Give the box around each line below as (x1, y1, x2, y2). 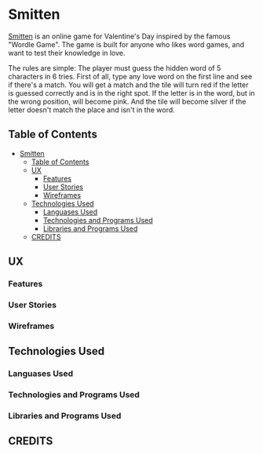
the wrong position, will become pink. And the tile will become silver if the (8, 97, 247, 106)
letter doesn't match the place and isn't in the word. (8, 104, 175, 115)
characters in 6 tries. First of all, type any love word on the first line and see (8, 71, 253, 81)
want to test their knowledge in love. (8, 48, 126, 57)
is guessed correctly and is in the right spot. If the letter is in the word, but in (8, 88, 255, 97)
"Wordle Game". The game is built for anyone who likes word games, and (8, 39, 245, 49)
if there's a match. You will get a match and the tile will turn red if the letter (8, 80, 249, 90)
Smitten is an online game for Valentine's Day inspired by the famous (8, 31, 231, 41)
